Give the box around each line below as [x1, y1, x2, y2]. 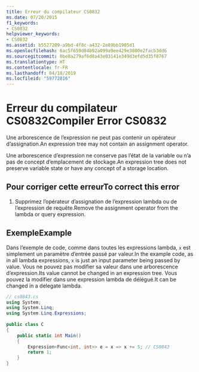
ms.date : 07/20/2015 [6, 14, 58, 20]
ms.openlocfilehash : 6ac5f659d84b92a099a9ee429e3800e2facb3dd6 [6, 48, 167, 54]
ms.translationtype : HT [6, 59, 66, 65]
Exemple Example [6, 228, 72, 238]
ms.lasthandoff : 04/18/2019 [6, 70, 76, 76]
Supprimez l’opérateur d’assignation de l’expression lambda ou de [14, 198, 177, 205]
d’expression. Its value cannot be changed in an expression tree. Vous [6, 269, 177, 276]
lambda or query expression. [14, 210, 86, 217]
